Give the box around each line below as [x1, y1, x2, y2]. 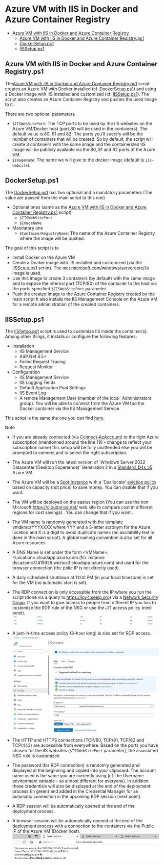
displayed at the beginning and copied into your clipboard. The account [12, 767, 156, 773]
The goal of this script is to [5, 245, 59, 251]
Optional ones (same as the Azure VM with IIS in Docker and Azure [12, 204, 147, 210]
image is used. [12, 270, 42, 276]
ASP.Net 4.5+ [19, 354, 47, 359]
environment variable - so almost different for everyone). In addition [12, 778, 149, 784]
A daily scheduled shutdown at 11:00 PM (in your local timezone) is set [12, 575, 154, 581]
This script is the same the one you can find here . [5, 415, 105, 421]
